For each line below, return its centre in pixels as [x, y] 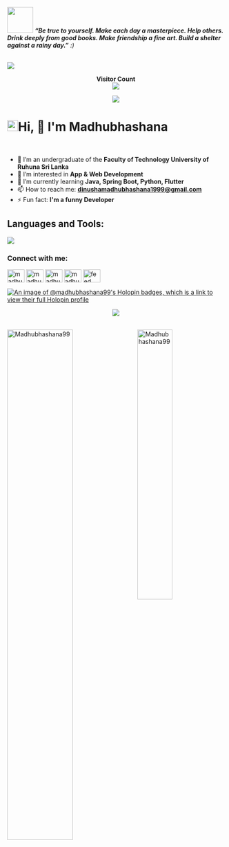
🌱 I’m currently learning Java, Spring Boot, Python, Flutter [100, 181]
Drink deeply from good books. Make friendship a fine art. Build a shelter [114, 38]
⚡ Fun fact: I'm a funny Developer [66, 199]
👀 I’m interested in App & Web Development [80, 174]
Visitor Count [116, 79]
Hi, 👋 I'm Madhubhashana [93, 127]
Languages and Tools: [56, 224]
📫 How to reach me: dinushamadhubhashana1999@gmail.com [109, 189]
